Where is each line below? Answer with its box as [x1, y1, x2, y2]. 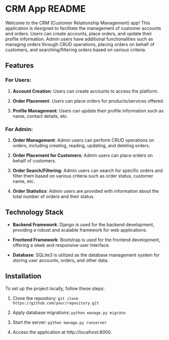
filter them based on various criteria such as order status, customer [12, 173, 153, 179]
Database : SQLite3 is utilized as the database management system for [12, 251, 160, 258]
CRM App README [5, 3, 86, 15]
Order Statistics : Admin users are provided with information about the [12, 188, 159, 194]
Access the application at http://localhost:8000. [12, 329, 112, 335]
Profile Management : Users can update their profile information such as [12, 107, 164, 114]
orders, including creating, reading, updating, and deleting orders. [12, 142, 150, 148]
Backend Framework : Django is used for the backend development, [12, 221, 154, 228]
